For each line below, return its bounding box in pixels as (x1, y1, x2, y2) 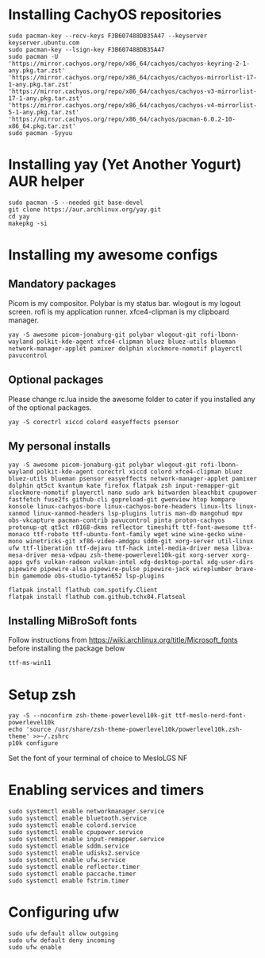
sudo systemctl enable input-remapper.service (8, 836, 165, 844)
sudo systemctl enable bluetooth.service (8, 814, 148, 823)
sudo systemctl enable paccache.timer (8, 870, 136, 879)
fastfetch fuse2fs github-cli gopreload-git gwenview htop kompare (8, 495, 236, 504)
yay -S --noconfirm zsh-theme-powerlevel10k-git (8, 712, 172, 720)
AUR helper (8, 172, 85, 191)
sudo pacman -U (8, 52, 59, 60)
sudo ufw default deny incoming (8, 937, 115, 944)
